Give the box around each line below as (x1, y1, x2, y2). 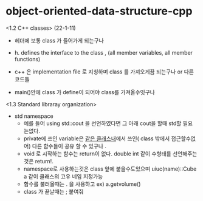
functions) (14, 55, 41, 63)
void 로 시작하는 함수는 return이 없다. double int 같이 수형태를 (23, 150, 171, 157)
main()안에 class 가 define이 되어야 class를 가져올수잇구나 (14, 88, 156, 95)
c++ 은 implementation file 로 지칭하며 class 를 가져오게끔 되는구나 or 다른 (14, 68, 194, 75)
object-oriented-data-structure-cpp (5, 4, 193, 18)
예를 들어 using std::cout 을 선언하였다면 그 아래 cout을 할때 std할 (23, 120, 182, 127)
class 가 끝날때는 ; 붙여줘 (23, 188, 84, 195)
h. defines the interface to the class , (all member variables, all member (14, 49, 193, 56)
